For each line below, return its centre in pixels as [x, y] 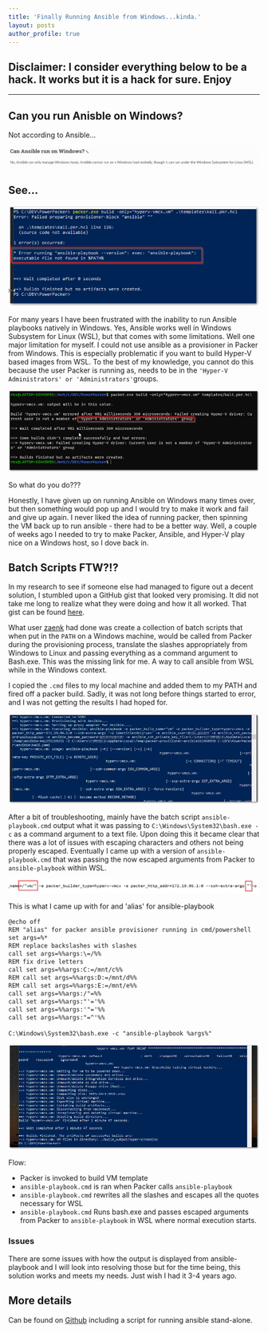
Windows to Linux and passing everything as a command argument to [123, 653]
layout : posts [32, 25]
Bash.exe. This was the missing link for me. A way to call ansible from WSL [131, 661]
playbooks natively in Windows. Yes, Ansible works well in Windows [120, 328]
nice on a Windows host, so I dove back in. [79, 542]
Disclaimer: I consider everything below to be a [128, 67]
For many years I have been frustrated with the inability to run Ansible [122, 319]
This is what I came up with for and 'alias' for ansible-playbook [112, 906]
